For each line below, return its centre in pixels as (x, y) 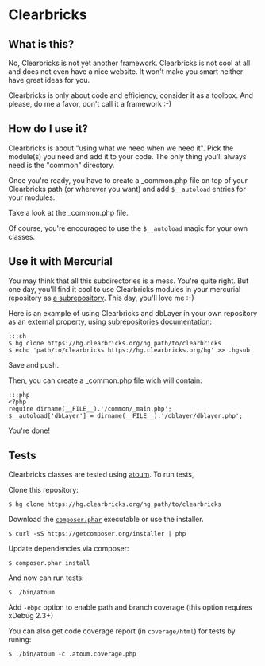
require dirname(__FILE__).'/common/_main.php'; (90, 409)
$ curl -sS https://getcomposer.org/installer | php (97, 534)
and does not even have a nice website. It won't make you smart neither (126, 72)
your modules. (32, 197)
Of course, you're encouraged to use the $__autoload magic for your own (128, 228)
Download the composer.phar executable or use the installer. (106, 520)
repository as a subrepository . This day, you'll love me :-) (101, 298)
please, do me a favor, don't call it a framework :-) (90, 104)
